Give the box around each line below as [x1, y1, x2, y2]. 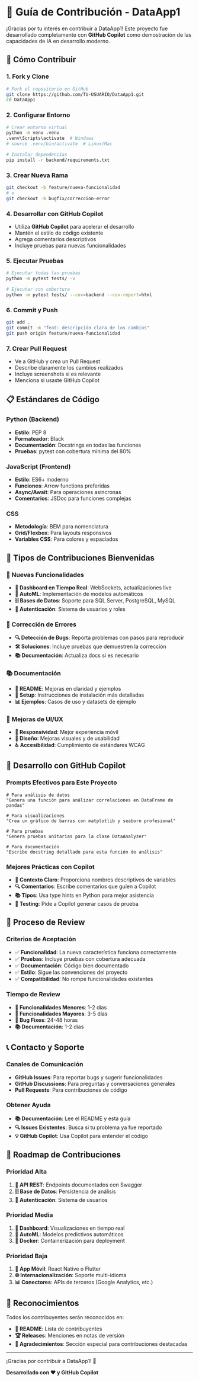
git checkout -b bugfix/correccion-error [6, 195, 110, 201]
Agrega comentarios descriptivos [14, 236, 97, 243]
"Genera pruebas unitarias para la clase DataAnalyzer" [6, 833, 147, 839]
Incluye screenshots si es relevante [14, 370, 101, 378]
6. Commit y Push [6, 306, 58, 314]
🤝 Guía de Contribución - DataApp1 [6, 5, 181, 19]
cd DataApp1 [6, 97, 36, 103]
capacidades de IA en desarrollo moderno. [6, 37, 111, 44]
